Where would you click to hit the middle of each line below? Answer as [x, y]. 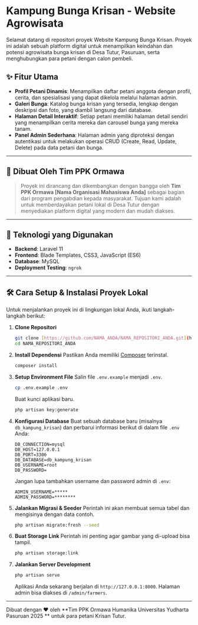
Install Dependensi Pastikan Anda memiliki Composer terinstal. [92, 355]
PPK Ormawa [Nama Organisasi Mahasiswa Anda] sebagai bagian [102, 192]
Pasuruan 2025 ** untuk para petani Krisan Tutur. [66, 616]
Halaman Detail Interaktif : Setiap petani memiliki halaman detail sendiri [101, 116]
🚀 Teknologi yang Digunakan [60, 235]
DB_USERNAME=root [36, 465]
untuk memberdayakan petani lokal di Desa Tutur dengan [90, 204]
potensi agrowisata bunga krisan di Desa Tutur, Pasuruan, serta [83, 52]
